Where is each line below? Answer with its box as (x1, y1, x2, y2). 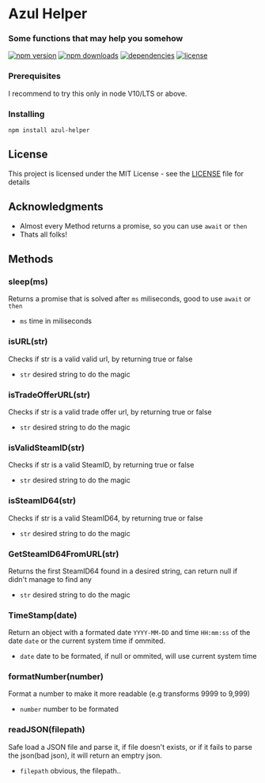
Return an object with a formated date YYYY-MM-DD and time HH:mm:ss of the (8, 628, 251, 637)
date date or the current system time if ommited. (8, 636, 166, 645)
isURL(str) (8, 336, 48, 347)
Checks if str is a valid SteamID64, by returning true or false (8, 513, 203, 523)
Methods (8, 252, 54, 266)
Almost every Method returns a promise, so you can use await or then (19, 221, 248, 230)
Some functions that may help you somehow (8, 33, 184, 44)
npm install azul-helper (8, 127, 90, 134)
